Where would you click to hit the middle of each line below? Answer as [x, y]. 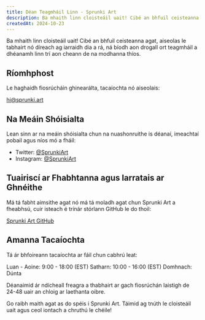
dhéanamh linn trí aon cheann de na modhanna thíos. [74, 54]
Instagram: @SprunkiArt [46, 159]
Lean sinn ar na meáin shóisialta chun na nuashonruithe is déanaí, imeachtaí [103, 134]
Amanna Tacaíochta [45, 240]
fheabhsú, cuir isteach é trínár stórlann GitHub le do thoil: [79, 208]
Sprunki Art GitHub [30, 221]
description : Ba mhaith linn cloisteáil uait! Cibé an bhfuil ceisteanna [103, 18]
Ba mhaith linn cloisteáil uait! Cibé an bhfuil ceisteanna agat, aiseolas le [96, 41]
